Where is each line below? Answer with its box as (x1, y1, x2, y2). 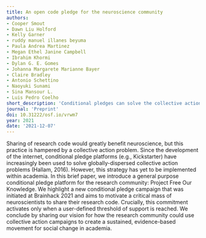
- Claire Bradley (6, 72, 51, 78)
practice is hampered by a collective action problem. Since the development (6, 147, 199, 154)
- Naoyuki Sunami (6, 83, 51, 90)
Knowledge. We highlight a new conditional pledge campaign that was (6, 185, 184, 193)
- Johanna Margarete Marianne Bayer (6, 66, 100, 72)
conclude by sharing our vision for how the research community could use (6, 212, 194, 219)
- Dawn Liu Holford (6, 26, 56, 33)
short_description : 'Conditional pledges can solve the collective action (6, 100, 202, 106)
